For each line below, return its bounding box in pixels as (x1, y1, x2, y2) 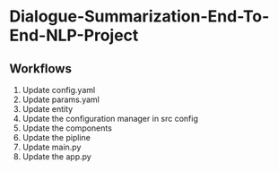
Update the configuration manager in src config (22, 114, 199, 124)
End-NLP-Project (9, 25, 139, 46)
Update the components (22, 123, 112, 133)
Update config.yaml (22, 85, 96, 95)
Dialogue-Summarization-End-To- (9, 6, 270, 27)
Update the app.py (22, 151, 91, 162)
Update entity (22, 104, 74, 114)
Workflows (9, 61, 72, 76)
